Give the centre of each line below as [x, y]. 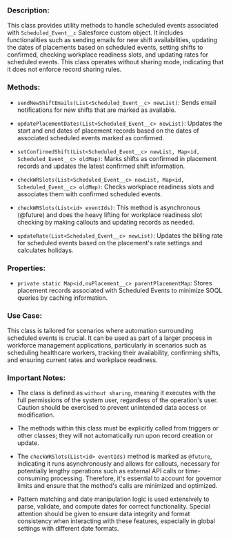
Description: [28, 10]
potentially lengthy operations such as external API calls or [100, 471]
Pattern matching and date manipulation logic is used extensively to [113, 499]
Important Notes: [37, 378]
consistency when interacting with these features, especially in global [116, 521]
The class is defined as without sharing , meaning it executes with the [116, 393]
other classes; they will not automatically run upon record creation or [115, 436]
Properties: [27, 268]
